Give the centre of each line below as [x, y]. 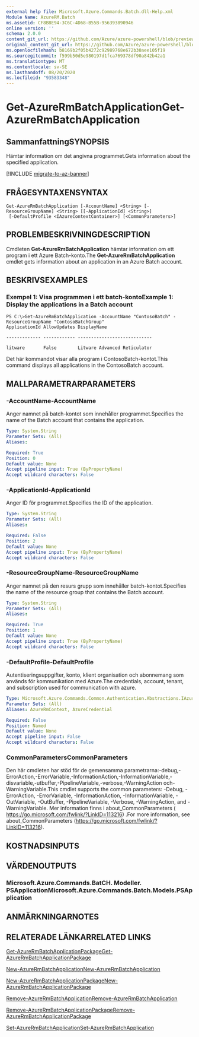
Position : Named [26, 726]
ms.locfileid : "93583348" [38, 78]
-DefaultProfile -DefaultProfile [50, 662]
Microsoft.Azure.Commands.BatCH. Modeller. [74, 883]
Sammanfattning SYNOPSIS [58, 142]
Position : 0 [21, 458]
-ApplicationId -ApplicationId [48, 490]
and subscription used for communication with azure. [71, 688]
